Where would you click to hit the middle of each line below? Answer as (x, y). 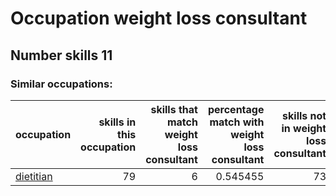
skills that (174, 109)
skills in (117, 122)
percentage (236, 109)
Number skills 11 (61, 55)
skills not (304, 115)
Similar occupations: (61, 84)
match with (237, 122)
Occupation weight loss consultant (159, 18)
